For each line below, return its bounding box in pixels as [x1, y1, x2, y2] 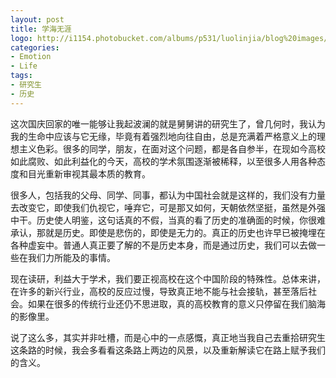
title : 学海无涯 [10, 24, 72, 34]
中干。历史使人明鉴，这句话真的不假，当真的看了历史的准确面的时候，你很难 [10, 214, 326, 226]
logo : [10, 33, 33, 43]
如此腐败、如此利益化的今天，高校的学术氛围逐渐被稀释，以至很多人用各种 [10, 155, 317, 167]
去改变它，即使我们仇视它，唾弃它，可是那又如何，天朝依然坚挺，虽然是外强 [10, 201, 326, 213]
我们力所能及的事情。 [27, 251, 116, 263]
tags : [10, 71, 33, 81]
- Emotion [10, 52, 52, 62]
